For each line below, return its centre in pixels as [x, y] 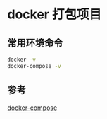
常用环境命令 [35, 43]
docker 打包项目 [55, 15]
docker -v [22, 59]
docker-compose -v [34, 66]
